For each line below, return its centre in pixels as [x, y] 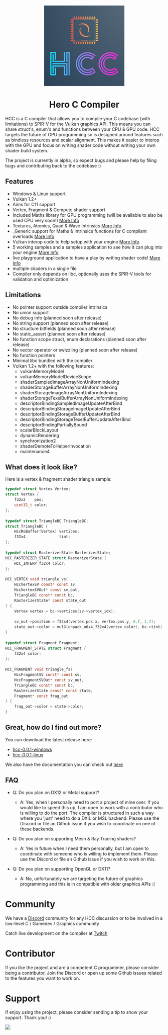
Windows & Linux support [39, 194]
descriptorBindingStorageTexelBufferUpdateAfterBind [75, 419]
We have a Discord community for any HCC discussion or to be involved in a [84, 918]
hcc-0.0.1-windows [32, 749]
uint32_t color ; [31, 505]
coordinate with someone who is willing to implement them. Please [89, 853]
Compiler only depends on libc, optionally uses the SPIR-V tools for [82, 274]
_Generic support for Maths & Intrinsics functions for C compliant [79, 231]
